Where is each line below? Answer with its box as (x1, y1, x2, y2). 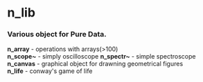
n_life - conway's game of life (7, 67, 93, 75)
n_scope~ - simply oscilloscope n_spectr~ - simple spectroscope (7, 52, 196, 61)
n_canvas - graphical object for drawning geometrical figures (7, 60, 184, 68)
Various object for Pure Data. (7, 30, 107, 39)
